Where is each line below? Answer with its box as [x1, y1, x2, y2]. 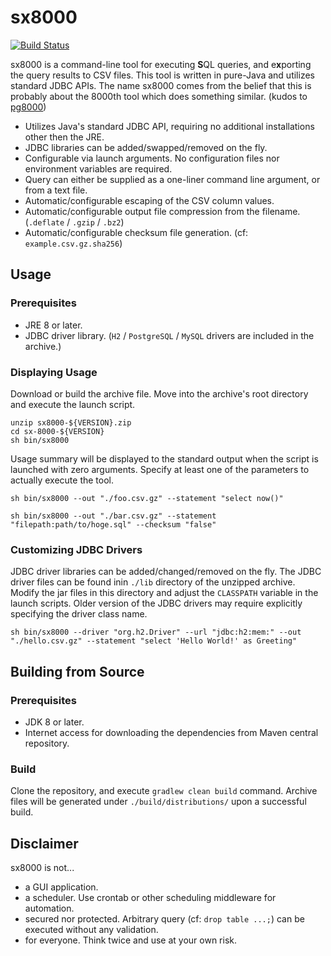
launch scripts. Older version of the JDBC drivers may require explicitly [10, 597, 303, 610]
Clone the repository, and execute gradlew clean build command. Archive [10, 785, 318, 797]
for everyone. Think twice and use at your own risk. [24, 934, 238, 946]
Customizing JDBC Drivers [10, 542, 143, 556]
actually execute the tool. [10, 474, 115, 486]
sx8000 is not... [10, 862, 75, 874]
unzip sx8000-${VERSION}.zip [10, 417, 132, 428]
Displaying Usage [10, 365, 98, 379]
